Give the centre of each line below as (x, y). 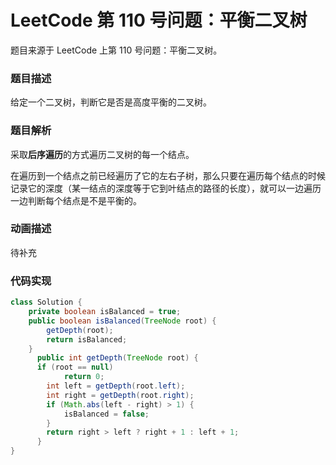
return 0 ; (84, 377)
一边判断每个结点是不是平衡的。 (76, 200)
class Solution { (46, 302)
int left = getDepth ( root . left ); (116, 386)
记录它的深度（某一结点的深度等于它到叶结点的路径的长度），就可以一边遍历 (166, 188)
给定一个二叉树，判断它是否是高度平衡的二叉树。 (111, 102)
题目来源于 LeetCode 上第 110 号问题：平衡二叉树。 (116, 50)
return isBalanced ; (87, 339)
